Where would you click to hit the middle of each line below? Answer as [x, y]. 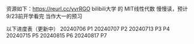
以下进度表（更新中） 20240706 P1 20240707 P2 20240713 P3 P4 [88, 29]
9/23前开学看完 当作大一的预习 [44, 16]
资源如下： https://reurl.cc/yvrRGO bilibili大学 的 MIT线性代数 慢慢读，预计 [97, 9]
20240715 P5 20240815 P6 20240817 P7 [57, 35]
